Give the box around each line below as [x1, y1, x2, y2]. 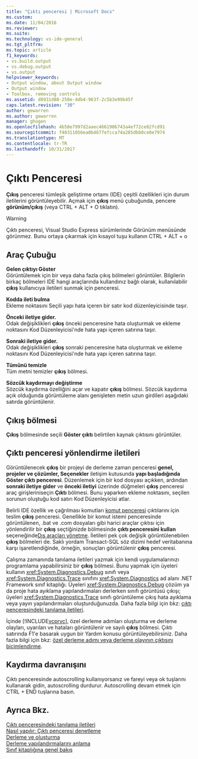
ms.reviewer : [6, 25, 38, 31]
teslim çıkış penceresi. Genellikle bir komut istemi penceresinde [6, 513, 161, 520]
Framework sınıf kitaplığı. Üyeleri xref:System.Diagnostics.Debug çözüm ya [6, 580, 190, 588]
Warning [6, 215, 27, 222]
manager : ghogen [6, 119, 46, 125]
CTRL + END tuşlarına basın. [6, 688, 76, 695]
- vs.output [6, 69, 35, 75]
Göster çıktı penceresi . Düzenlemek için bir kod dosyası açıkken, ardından [6, 476, 188, 484]
